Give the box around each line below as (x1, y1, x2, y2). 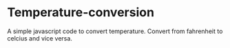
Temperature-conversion (7, 5, 155, 20)
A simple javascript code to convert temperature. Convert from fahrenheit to (7, 27, 223, 35)
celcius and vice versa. (7, 34, 72, 42)
